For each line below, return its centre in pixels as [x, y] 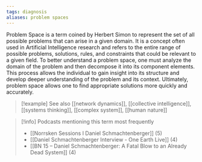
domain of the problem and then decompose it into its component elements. [100, 66]
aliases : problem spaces [37, 17]
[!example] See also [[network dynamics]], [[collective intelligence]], [106, 103]
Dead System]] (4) [53, 152]
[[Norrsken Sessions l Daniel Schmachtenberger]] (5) [96, 133]
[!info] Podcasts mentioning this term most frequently [87, 121]
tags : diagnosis [27, 12]
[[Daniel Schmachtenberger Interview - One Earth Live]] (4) [104, 139]
